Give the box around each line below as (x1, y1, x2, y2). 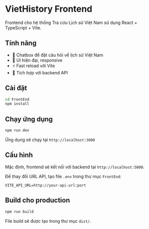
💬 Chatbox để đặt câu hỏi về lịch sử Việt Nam (12, 52, 104, 58)
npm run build (5, 209, 34, 214)
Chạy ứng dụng (5, 115, 53, 123)
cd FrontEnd (5, 97, 29, 102)
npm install (5, 101, 29, 106)
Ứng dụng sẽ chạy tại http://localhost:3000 (5, 137, 95, 142)
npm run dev (5, 128, 29, 133)
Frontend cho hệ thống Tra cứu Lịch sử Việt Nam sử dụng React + (5, 20, 138, 25)
